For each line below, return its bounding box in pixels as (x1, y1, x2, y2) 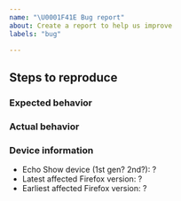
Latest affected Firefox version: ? (21, 174, 143, 184)
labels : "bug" (9, 29, 62, 38)
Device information (9, 143, 94, 156)
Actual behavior (9, 120, 80, 133)
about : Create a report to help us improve (9, 21, 173, 30)
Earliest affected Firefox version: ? (21, 182, 147, 193)
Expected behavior (9, 97, 93, 109)
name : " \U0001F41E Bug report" (9, 12, 125, 22)
